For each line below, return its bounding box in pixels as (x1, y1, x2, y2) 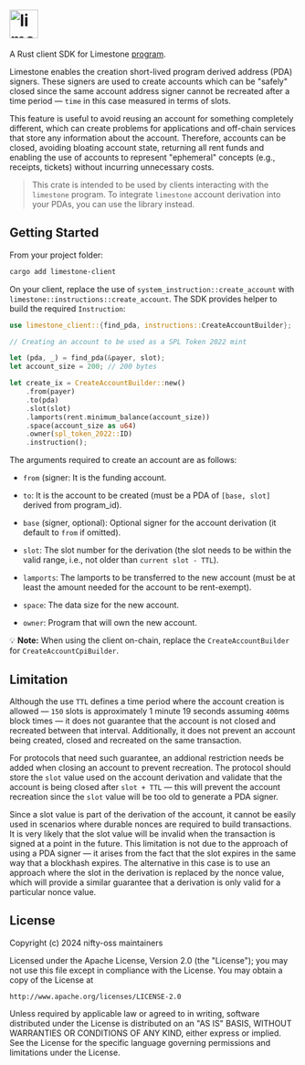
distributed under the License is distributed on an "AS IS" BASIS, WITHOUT (9, 1018, 292, 1028)
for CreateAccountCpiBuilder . (9, 645, 120, 657)
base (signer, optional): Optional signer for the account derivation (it (22, 517, 277, 529)
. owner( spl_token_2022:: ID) (26, 429, 132, 438)
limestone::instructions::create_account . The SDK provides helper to (9, 293, 278, 304)
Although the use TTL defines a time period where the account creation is (9, 695, 285, 707)
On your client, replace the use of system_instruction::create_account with (9, 283, 295, 294)
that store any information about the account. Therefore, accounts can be (9, 132, 286, 143)
